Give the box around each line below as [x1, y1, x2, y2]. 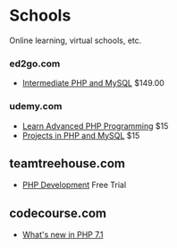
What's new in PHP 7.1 [21, 229, 104, 240]
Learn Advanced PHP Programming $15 [21, 120, 169, 131]
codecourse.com [9, 205, 107, 220]
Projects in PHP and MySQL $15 [21, 130, 140, 141]
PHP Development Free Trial [21, 180, 127, 191]
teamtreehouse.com [9, 156, 126, 171]
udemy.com [9, 100, 63, 113]
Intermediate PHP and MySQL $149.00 [21, 78, 165, 89]
